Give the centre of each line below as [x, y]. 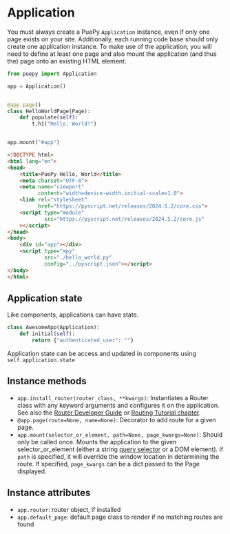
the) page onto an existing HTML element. [67, 61]
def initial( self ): [48, 334]
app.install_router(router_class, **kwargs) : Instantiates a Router [113, 397]
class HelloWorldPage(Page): [49, 111]
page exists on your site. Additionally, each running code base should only [113, 39]
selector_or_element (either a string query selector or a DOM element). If [120, 449]
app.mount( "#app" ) [33, 143]
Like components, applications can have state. [73, 315]
